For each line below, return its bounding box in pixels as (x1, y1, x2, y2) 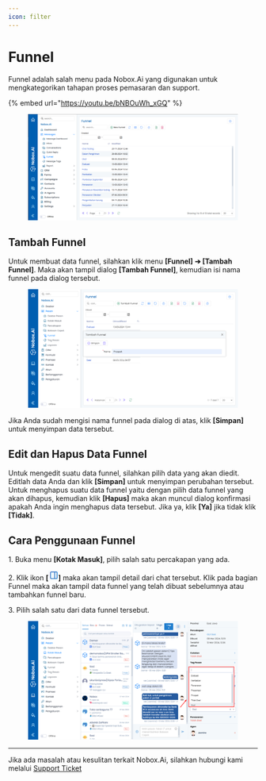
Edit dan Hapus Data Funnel (8, 447, 148, 460)
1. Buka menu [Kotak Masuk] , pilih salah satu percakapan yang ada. (8, 554, 230, 564)
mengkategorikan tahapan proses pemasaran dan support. (8, 83, 200, 92)
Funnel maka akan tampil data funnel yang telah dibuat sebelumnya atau (8, 581, 245, 591)
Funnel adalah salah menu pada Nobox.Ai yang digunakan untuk (8, 74, 218, 83)
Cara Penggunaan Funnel (8, 533, 136, 547)
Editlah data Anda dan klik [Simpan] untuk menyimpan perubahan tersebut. (8, 477, 255, 487)
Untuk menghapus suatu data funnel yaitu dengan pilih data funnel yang (8, 485, 244, 495)
